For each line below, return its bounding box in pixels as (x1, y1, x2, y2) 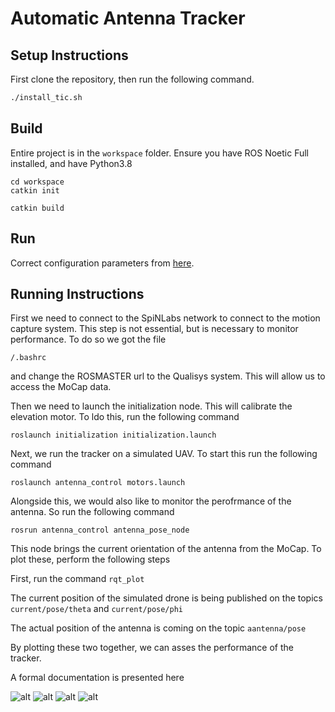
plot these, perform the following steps (10, 553, 171, 566)
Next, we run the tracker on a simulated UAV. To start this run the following (10, 448, 318, 460)
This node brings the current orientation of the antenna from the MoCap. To (10, 543, 322, 555)
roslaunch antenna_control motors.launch (10, 478, 186, 488)
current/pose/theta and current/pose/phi (10, 603, 183, 615)
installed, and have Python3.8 (10, 157, 133, 169)
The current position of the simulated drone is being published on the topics (10, 592, 323, 604)
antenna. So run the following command (10, 506, 175, 518)
